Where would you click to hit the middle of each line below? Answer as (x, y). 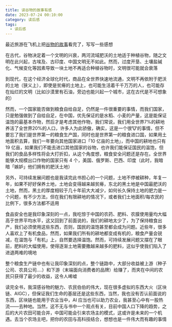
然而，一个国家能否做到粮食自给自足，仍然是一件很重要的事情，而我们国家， (86, 109)
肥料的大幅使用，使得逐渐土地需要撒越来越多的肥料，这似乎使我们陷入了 (90, 246)
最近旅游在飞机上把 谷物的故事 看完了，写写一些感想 (59, 45)
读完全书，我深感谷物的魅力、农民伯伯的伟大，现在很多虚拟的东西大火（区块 (86, 287)
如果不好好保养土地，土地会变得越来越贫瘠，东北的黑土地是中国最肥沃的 (90, 184)
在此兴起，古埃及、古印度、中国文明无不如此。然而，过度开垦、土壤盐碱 (86, 62)
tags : (11, 24)
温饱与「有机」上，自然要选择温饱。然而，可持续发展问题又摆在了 (88, 240)
